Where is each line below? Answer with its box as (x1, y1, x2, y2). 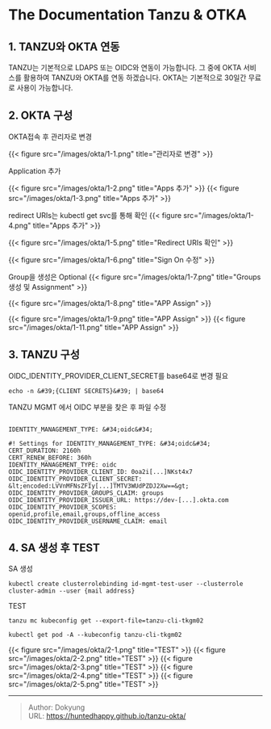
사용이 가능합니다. (16, 83, 73, 92)
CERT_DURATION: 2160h (8, 446, 81, 455)
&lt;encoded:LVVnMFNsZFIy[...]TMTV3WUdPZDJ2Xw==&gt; (8, 482, 190, 490)
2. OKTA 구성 (8, 109, 73, 123)
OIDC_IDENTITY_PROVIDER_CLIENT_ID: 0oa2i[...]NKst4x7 (8, 467, 194, 476)
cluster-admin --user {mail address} (8, 587, 135, 595)
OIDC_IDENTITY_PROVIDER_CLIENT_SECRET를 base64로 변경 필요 (8, 371, 228, 380)
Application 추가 (8, 165, 61, 175)
